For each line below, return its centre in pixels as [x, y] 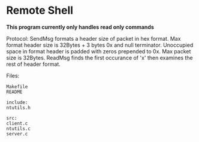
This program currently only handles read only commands [80, 27]
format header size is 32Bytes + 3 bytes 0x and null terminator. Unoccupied [100, 45]
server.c [17, 134]
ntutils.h [19, 108]
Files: [13, 75]
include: [17, 102]
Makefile [17, 87]
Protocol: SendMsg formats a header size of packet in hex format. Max [94, 38]
